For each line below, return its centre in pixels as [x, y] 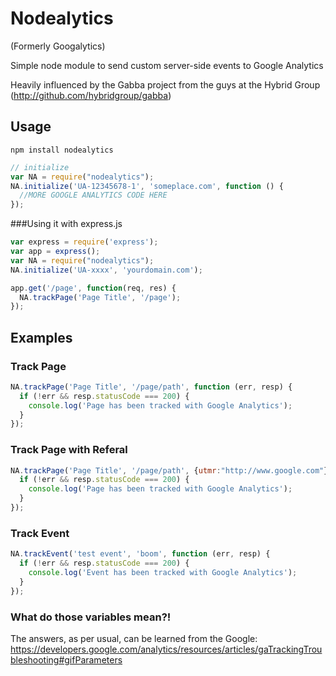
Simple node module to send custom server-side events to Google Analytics [167, 65]
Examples [41, 337]
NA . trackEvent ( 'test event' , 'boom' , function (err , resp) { [140, 554]
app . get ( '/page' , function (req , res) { [93, 288]
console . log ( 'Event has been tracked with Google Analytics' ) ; [163, 573]
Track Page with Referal [69, 450]
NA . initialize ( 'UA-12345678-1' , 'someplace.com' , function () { [147, 186]
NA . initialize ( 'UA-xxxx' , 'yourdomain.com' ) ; [106, 270]
